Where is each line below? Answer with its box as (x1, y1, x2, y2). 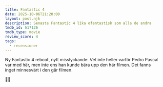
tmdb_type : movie (5, 30, 41, 35)
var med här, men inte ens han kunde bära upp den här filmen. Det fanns (5, 62, 151, 68)
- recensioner (9, 43, 38, 48)
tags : (5, 39, 16, 44)
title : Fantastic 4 (5, 7, 45, 12)
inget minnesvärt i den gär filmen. (5, 67, 73, 73)
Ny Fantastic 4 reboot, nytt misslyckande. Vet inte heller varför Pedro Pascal (5, 56, 159, 62)
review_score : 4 (5, 35, 38, 39)
